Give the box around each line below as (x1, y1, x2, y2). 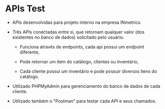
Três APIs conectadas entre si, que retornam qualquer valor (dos (12, 29, 145, 35)
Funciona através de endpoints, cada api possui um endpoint (19, 44, 145, 50)
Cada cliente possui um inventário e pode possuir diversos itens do (19, 68, 157, 74)
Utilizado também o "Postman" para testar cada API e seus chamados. (12, 98, 157, 104)
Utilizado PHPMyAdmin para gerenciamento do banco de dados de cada (12, 83, 161, 89)
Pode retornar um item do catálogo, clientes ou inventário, (19, 58, 139, 64)
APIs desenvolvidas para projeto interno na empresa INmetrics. (12, 19, 142, 25)
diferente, (19, 49, 40, 55)
